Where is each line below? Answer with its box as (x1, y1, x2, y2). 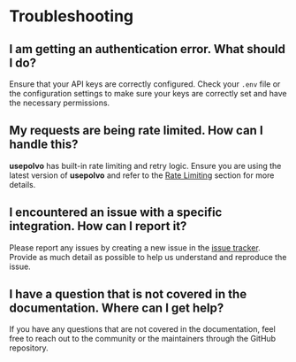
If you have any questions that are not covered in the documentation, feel (9, 324, 276, 335)
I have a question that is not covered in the (9, 287, 247, 302)
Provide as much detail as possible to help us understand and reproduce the (9, 251, 287, 262)
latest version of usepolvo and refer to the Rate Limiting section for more (9, 170, 275, 181)
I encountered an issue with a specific (9, 205, 223, 220)
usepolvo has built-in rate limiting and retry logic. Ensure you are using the (9, 160, 282, 171)
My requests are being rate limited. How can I (9, 123, 263, 138)
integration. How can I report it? (9, 219, 187, 234)
